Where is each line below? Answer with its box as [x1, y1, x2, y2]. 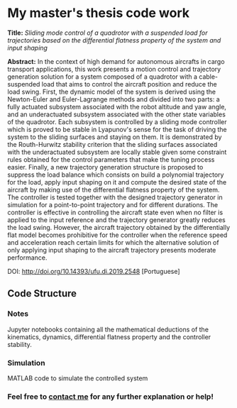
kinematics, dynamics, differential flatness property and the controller [7, 332, 211, 341]
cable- [198, 72, 219, 81]
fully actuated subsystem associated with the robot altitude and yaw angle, [7, 102, 227, 111]
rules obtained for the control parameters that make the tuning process [7, 155, 215, 164]
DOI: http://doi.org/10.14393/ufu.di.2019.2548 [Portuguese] [7, 267, 180, 275]
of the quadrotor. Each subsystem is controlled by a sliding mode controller [7, 117, 227, 126]
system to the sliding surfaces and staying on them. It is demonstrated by [7, 133, 222, 141]
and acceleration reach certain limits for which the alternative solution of [7, 238, 219, 246]
